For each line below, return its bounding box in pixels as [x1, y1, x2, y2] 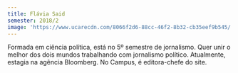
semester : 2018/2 [7, 17, 59, 24]
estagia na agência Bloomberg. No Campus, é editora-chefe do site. [7, 58, 207, 67]
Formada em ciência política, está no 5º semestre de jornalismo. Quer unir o [7, 43, 231, 52]
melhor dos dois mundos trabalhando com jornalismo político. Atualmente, [7, 50, 226, 59]
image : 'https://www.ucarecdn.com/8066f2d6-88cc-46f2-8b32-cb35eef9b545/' [7, 23, 234, 30]
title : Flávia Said [7, 10, 66, 18]
